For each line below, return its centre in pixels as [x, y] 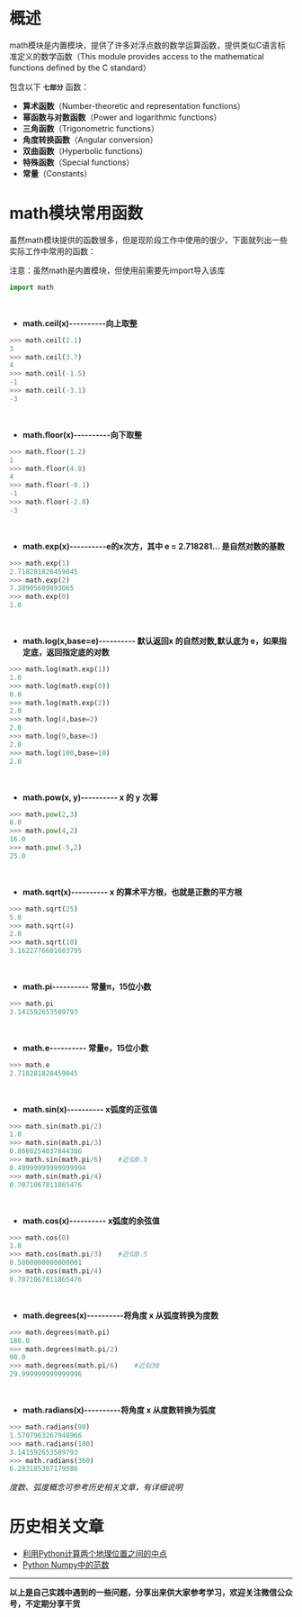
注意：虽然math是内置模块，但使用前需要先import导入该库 [117, 270]
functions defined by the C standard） [80, 68]
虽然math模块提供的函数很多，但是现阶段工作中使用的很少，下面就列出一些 [148, 240]
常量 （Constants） [57, 173]
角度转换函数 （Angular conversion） [90, 140]
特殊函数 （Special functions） [78, 162]
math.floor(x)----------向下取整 [82, 434]
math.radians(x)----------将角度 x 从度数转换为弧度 [119, 1410]
